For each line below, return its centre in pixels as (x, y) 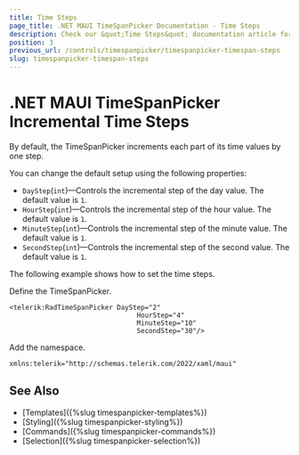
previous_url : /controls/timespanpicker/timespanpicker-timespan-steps (145, 51)
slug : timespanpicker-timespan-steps (79, 59)
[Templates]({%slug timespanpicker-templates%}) (114, 412)
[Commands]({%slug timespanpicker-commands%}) (119, 431)
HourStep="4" (161, 315)
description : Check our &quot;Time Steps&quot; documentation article (143, 34)
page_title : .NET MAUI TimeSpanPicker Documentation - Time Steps (135, 26)
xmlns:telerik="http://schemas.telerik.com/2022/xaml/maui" (123, 363)
